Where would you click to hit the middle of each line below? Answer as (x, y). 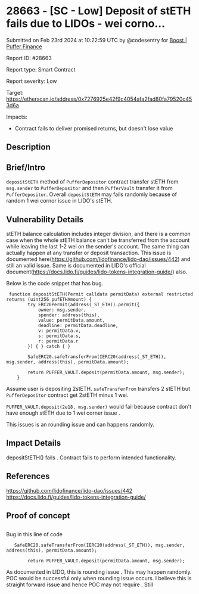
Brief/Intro (26, 167)
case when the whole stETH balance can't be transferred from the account (98, 240)
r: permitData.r (58, 341)
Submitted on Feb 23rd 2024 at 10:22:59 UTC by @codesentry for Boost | (97, 40)
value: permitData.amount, (71, 320)
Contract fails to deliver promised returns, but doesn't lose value (94, 128)
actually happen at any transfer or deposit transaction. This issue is (89, 253)
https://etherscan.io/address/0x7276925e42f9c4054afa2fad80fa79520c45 (99, 99)
